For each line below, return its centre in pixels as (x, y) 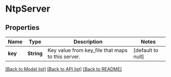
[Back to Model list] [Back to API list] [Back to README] (64, 69)
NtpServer (28, 9)
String (35, 53)
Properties (22, 28)
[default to (146, 50)
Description (88, 42)
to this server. (64, 56)
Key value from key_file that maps (88, 50)
